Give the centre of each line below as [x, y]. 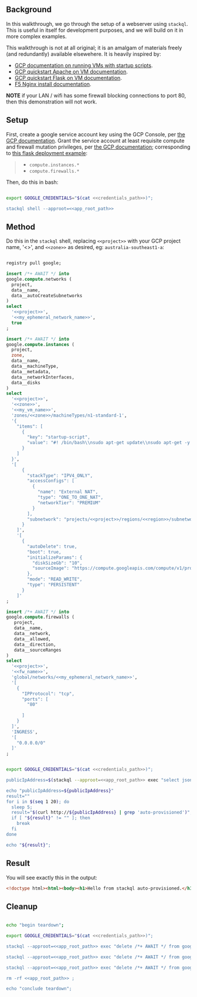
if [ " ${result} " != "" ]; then [51, 818]
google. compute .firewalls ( [40, 617]
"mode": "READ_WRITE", [55, 579]
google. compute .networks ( [39, 279]
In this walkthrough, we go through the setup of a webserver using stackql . [97, 24]
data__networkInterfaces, [43, 377]
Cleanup [22, 906]
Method [21, 226]
